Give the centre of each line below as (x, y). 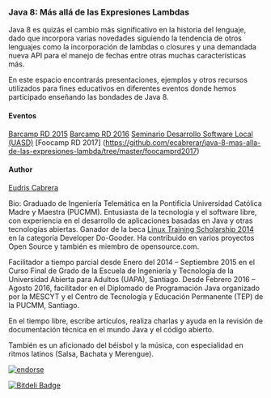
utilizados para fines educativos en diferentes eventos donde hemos (123, 88)
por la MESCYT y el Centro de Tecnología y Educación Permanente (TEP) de (136, 296)
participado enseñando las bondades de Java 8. (89, 97)
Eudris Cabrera (34, 187)
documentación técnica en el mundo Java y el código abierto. (111, 329)
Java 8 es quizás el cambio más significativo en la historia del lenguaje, (127, 30)
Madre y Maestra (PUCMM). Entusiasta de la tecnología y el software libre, (133, 212)
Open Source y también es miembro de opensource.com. (104, 246)
